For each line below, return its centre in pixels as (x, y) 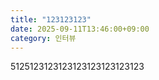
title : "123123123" (51, 19)
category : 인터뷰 (43, 38)
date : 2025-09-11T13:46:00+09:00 (80, 29)
